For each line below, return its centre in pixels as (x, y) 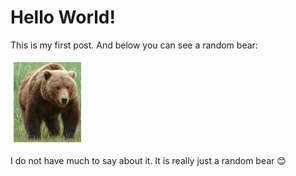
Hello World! (63, 17)
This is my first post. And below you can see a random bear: (134, 45)
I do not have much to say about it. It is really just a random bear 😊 (148, 160)
